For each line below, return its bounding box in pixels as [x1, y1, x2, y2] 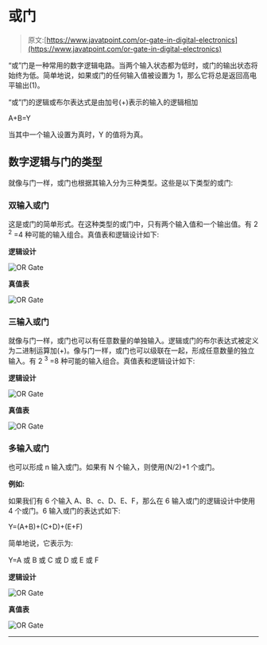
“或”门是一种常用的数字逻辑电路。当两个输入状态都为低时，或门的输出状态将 [8, 61, 258, 70]
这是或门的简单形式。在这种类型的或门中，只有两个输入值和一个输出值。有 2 [8, 220, 258, 229]
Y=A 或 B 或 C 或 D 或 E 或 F [8, 555, 99, 565]
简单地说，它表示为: [8, 538, 74, 548]
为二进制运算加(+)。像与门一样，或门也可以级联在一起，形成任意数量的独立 [8, 346, 255, 355]
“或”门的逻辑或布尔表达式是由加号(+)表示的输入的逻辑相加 [8, 97, 199, 107]
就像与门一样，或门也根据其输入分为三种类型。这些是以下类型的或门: [8, 178, 234, 187]
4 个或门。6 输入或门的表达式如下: [8, 506, 121, 515]
